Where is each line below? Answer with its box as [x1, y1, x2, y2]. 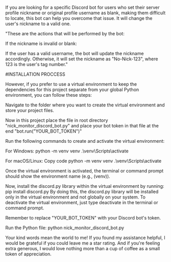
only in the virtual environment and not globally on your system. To [5, 194, 146, 200]
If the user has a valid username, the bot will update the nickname [5, 51, 144, 56]
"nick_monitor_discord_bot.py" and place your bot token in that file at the [5, 123, 159, 128]
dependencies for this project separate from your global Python [5, 86, 139, 93]
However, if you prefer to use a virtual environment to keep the [5, 81, 137, 87]
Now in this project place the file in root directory [5, 117, 108, 123]
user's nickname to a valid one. [5, 20, 71, 27]
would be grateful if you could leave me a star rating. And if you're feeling [5, 240, 160, 246]
